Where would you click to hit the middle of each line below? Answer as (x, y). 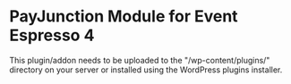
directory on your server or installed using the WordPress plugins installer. (146, 70)
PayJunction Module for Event (124, 17)
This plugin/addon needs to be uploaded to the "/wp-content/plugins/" (140, 60)
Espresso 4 (52, 35)
